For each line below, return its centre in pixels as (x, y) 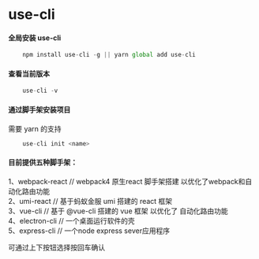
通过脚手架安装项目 (39, 109)
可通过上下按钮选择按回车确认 (56, 247)
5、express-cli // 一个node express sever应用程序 (89, 231)
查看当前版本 (29, 73)
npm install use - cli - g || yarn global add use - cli (109, 55)
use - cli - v (40, 91)
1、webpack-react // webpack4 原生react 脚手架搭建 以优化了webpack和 (127, 181)
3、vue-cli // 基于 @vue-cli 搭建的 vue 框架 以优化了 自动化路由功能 (118, 211)
